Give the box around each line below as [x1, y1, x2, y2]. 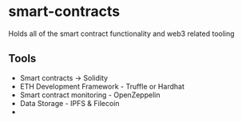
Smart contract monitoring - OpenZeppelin [19, 90, 161, 100]
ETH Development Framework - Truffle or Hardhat [19, 81, 185, 91]
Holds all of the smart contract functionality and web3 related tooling [8, 29, 235, 38]
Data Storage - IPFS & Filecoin [19, 98, 120, 108]
